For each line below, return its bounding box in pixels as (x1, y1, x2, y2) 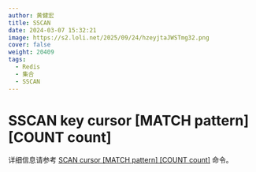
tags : (8, 56, 26, 64)
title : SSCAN (8, 19, 51, 27)
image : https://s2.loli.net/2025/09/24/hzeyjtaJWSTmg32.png (8, 33, 210, 42)
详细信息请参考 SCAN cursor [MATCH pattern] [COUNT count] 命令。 (8, 155, 234, 165)
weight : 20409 (8, 48, 55, 56)
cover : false (8, 41, 51, 49)
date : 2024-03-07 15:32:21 (8, 26, 97, 34)
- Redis (15, 63, 41, 71)
